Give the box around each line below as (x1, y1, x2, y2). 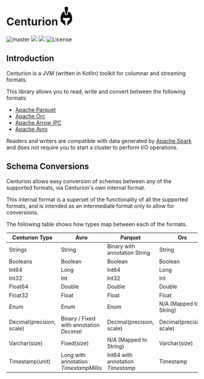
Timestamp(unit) (8, 358, 51, 365)
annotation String (107, 249, 151, 257)
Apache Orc (15, 113, 46, 120)
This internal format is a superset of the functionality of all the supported (6, 195, 188, 203)
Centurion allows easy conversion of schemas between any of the (6, 177, 172, 185)
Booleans (8, 257, 33, 265)
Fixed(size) (61, 339, 89, 347)
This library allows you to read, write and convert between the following (6, 88, 186, 95)
